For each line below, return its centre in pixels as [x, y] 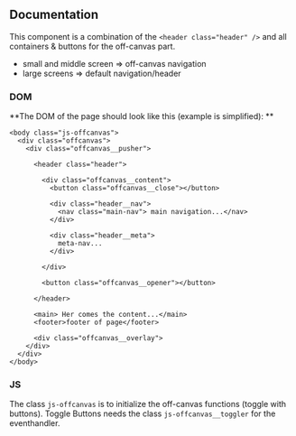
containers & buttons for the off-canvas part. [92, 46]
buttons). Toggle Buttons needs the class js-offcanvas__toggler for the [143, 413]
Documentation [54, 15]
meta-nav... [80, 244]
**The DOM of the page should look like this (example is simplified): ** [142, 116]
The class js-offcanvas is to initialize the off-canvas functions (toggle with [148, 404]
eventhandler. [35, 423]
